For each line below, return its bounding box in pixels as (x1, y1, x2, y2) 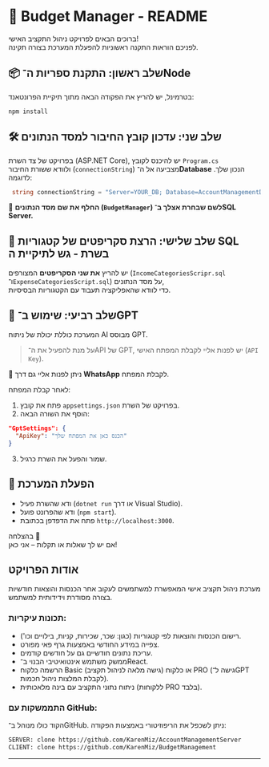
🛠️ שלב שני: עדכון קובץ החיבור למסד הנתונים (8, 130, 222, 144)
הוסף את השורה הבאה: (19, 409, 90, 419)
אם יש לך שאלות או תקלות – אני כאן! (8, 539, 118, 549)
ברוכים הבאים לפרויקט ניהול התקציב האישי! (8, 34, 139, 43)
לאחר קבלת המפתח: (8, 385, 70, 395)
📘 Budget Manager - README (8, 7, 208, 26)
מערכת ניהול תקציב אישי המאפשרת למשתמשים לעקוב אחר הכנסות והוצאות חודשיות (8, 584, 261, 594)
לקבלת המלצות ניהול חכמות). (19, 673, 110, 683)
